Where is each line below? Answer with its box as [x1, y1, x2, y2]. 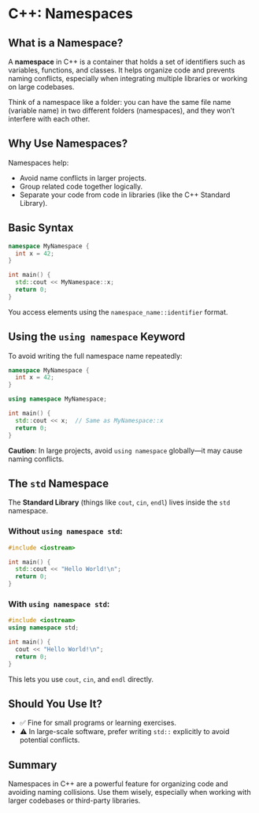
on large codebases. [8, 82, 75, 91]
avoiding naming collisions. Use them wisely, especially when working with [8, 788, 251, 797]
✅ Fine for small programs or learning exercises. [19, 718, 177, 728]
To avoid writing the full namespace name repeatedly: [8, 351, 183, 360]
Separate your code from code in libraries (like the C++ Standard [19, 190, 231, 200]
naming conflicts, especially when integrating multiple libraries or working [8, 74, 248, 83]
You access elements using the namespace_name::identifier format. [8, 307, 228, 316]
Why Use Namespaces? [8, 137, 128, 151]
